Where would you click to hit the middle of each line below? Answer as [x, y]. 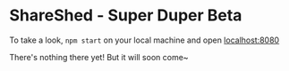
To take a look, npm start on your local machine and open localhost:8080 [144, 40]
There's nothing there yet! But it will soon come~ [99, 57]
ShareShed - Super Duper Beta [126, 16]
